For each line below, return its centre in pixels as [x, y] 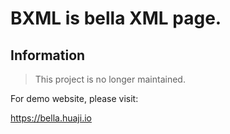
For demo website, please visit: [74, 98]
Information [48, 55]
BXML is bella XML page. [116, 18]
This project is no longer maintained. [110, 79]
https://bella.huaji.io [51, 118]
